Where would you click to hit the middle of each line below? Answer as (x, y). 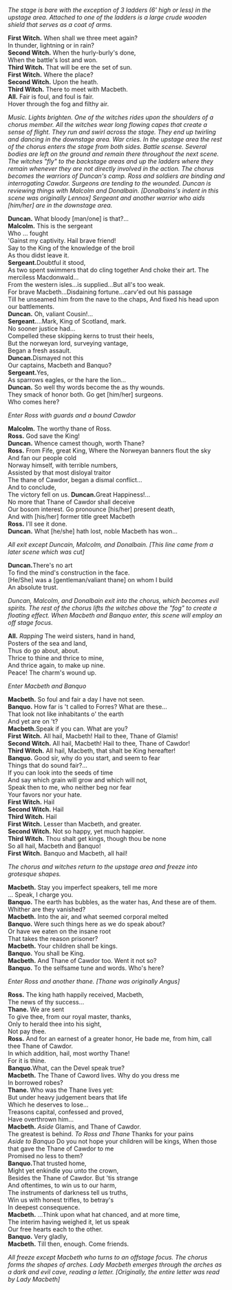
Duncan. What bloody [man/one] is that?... (68, 219)
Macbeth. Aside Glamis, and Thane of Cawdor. (75, 1127)
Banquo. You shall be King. (46, 953)
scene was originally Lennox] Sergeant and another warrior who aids (106, 198)
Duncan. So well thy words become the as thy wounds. (86, 387)
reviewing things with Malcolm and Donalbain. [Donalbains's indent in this (113, 190)
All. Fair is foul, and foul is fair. (51, 97)
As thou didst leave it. (39, 255)
